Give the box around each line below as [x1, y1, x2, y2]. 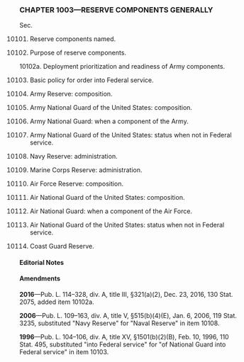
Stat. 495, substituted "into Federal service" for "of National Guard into [19, 340, 226, 349]
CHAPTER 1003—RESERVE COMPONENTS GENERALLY [19, 5, 213, 15]
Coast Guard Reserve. [29, 242, 95, 251]
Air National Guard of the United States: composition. [29, 193, 185, 202]
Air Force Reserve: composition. [29, 179, 124, 188]
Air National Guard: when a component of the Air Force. [29, 207, 193, 215]
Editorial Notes [19, 258, 64, 266]
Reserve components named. [29, 35, 116, 43]
